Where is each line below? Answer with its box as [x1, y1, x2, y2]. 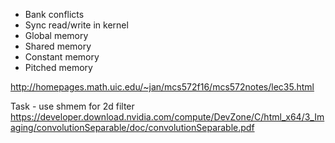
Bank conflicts [24, 9, 85, 20]
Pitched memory [24, 62, 93, 73]
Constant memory [24, 51, 100, 63]
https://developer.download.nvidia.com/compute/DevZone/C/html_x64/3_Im [10, 111, 325, 123]
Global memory [24, 30, 89, 41]
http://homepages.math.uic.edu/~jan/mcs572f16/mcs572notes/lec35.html [10, 81, 315, 93]
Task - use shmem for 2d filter [10, 100, 135, 112]
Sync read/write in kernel [24, 19, 129, 31]
